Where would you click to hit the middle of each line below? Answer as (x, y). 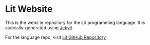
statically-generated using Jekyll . (39, 27)
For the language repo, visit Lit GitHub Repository (56, 37)
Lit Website (29, 9)
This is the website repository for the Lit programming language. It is (75, 22)
